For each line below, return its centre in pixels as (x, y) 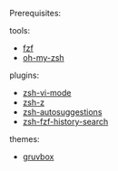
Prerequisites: (35, 13)
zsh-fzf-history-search (65, 122)
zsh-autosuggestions (62, 112)
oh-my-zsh (44, 57)
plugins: (24, 75)
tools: (20, 30)
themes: (25, 139)
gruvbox (38, 157)
